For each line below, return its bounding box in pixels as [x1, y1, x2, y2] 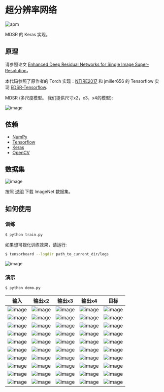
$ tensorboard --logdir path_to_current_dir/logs [5, 251, 109, 256]
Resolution [5, 67, 27, 73]
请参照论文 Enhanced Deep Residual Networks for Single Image [5, 61, 134, 67]
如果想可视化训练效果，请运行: [5, 242, 67, 247]
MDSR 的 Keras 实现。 [5, 31, 51, 37]
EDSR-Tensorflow [10, 84, 46, 90]
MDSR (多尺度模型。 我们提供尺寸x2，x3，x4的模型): [5, 95, 113, 100]
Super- [134, 61, 149, 67]
